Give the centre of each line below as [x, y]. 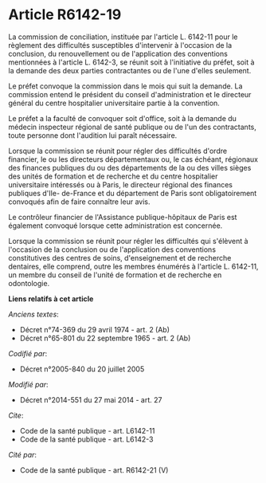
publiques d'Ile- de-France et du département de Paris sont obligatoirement [133, 193]
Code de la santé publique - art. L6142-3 [86, 439]
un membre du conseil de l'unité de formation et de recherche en [115, 275]
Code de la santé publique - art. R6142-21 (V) [94, 470]
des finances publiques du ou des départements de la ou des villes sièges [130, 167]
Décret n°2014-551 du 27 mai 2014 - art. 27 [91, 399]
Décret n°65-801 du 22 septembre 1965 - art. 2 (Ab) [105, 338]
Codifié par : [28, 353]
